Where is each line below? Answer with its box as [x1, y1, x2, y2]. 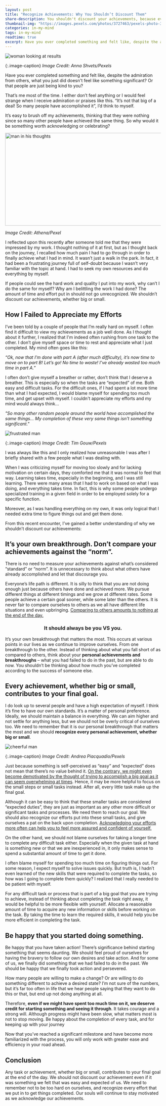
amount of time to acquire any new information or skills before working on [5, 907, 156, 913]
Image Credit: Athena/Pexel [5, 230, 61, 236]
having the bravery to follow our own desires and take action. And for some [5, 955, 159, 961]
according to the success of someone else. [5, 668, 93, 673]
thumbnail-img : [5, 21, 37, 26]
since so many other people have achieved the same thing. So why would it [5, 117, 159, 124]
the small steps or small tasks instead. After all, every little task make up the [5, 784, 160, 790]
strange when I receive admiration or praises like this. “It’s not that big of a [5, 97, 157, 103]
